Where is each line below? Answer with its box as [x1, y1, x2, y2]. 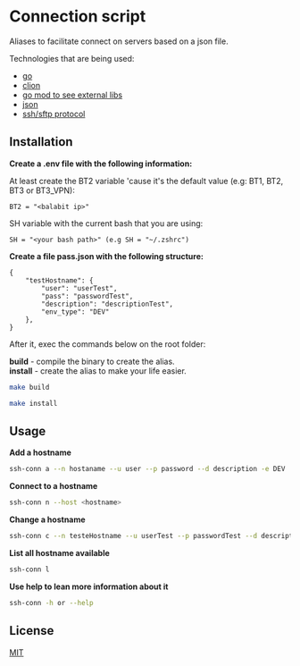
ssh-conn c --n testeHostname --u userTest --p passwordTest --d [9, 532, 257, 541]
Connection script [9, 6, 146, 27]
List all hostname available [9, 547, 110, 558]
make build [9, 383, 50, 392]
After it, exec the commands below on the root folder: [9, 338, 206, 350]
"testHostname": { [25, 275, 94, 285]
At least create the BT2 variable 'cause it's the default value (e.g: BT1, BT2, [9, 175, 284, 186]
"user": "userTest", [41, 283, 118, 292]
